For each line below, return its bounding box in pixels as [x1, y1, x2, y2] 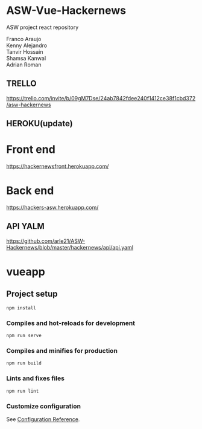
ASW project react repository [6, 24, 79, 31]
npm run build [6, 360, 42, 366]
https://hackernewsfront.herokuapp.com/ [6, 163, 109, 170]
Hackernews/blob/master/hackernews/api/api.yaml [6, 244, 134, 251]
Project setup [6, 289, 58, 299]
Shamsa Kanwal [6, 54, 46, 62]
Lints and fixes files [6, 374, 65, 382]
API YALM [6, 221, 45, 231]
